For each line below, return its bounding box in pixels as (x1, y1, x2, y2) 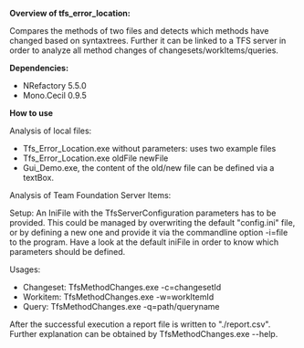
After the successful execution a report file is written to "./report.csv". (9, 319, 271, 330)
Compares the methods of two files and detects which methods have (9, 26, 269, 36)
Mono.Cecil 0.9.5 (22, 90, 87, 100)
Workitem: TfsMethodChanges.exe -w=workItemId (22, 291, 215, 302)
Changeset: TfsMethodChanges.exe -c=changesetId (22, 282, 222, 292)
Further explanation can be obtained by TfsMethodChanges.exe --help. (9, 329, 278, 339)
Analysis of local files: (9, 125, 92, 136)
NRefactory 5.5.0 (22, 80, 87, 90)
